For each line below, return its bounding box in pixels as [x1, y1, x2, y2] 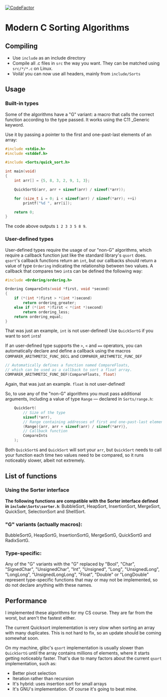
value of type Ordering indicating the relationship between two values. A [5, 263, 153, 269]
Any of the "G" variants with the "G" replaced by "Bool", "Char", [5, 561, 136, 567]
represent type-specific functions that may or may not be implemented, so [5, 577, 158, 583]
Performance [5, 596, 47, 605]
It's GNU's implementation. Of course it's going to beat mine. [12, 686, 138, 692]
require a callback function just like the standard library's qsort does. [5, 252, 147, 258]
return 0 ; [14, 209, 35, 214]
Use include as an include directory [12, 55, 86, 61]
